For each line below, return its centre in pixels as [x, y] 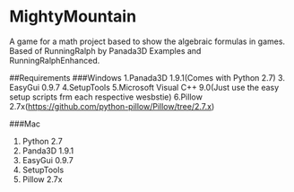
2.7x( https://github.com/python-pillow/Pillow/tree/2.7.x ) [112, 106]
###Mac [25, 124]
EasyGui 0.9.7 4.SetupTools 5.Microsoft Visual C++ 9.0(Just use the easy [144, 87]
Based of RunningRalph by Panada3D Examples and [105, 50]
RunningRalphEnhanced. [55, 60]
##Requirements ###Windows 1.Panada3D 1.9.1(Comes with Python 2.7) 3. [147, 77]
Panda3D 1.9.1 [48, 151]
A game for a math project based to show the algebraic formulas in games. [147, 41]
